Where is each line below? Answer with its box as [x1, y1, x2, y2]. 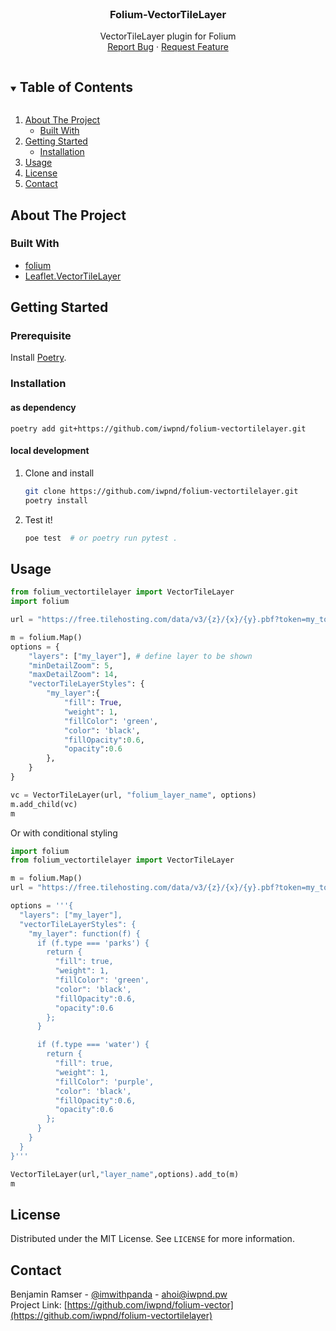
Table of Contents [19, 78, 133, 96]
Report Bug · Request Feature [107, 41, 229, 53]
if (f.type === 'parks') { [36, 938, 150, 948]
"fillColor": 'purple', [54, 1077, 155, 1087]
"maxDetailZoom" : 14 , [28, 670, 118, 680]
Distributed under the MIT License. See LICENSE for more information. [10, 1233, 295, 1245]
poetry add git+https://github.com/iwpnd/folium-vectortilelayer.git [10, 423, 307, 434]
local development [10, 445, 90, 457]
